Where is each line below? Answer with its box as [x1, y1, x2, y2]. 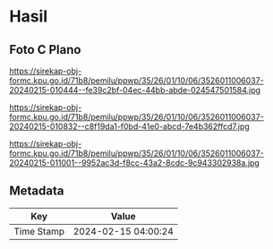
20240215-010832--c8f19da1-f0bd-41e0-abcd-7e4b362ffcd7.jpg [9, 121, 251, 132]
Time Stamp [13, 225, 65, 237]
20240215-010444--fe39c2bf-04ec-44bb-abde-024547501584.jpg [9, 85, 261, 95]
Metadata [9, 184, 64, 199]
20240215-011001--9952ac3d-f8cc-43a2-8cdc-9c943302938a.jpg [9, 158, 260, 167]
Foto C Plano [9, 42, 81, 57]
